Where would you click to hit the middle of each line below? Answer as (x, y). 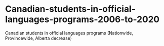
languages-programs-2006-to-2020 (82, 19)
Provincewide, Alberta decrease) (39, 38)
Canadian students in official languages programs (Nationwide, (69, 33)
